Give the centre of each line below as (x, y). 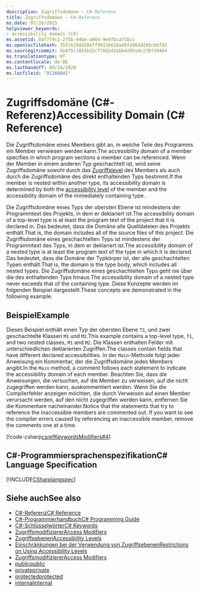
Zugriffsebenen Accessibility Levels (58, 538)
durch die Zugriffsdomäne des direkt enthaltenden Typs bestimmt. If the (94, 177)
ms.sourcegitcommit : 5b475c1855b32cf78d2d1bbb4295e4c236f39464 (87, 51)
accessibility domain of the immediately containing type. (76, 196)
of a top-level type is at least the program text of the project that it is (90, 220)
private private (32, 570)
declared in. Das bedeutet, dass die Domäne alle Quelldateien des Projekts (98, 226)
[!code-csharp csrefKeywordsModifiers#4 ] (58, 437)
